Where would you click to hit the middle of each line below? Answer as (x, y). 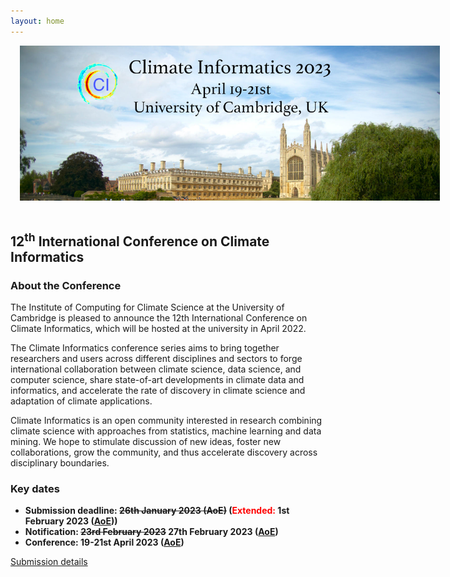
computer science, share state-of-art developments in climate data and (157, 380)
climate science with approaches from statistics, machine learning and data (166, 431)
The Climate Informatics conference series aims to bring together (145, 348)
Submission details (49, 562)
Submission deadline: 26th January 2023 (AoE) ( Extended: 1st (157, 511)
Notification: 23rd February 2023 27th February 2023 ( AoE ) (151, 532)
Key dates (35, 488)
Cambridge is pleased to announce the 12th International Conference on (159, 318)
